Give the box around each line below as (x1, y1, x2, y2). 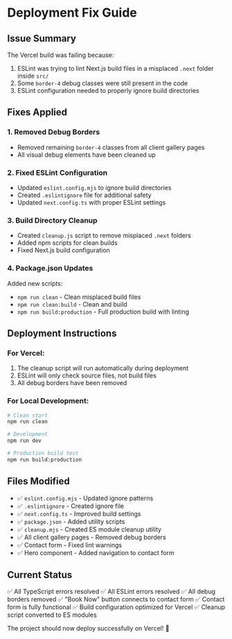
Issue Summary (7, 33, 76, 44)
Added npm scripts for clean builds (17, 239, 118, 247)
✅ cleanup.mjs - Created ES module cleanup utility (17, 525, 161, 534)
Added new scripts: (7, 279, 63, 287)
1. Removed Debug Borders (7, 127, 100, 137)
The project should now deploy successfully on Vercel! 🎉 (7, 624, 170, 633)
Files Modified (7, 475, 71, 487)
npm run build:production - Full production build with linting (17, 307, 189, 316)
